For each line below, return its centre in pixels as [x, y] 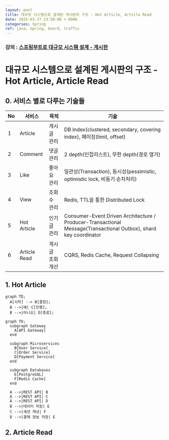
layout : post [19, 10]
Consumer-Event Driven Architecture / [110, 216]
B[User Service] [31, 348]
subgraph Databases [30, 370]
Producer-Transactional [93, 223]
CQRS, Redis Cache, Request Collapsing [112, 255]
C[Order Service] [32, 352]
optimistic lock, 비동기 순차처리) [101, 179]
